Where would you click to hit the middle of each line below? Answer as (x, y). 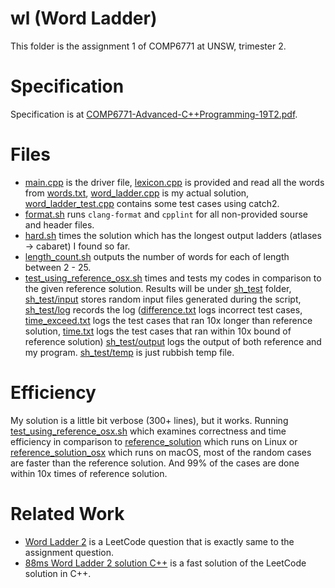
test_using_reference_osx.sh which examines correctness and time (148, 431)
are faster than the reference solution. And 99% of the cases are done (155, 463)
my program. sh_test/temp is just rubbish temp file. (129, 352)
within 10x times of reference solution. (89, 473)
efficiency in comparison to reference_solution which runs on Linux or (154, 441)
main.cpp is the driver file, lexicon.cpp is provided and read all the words (174, 182)
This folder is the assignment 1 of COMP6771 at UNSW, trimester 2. (148, 46)
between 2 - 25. (58, 267)
